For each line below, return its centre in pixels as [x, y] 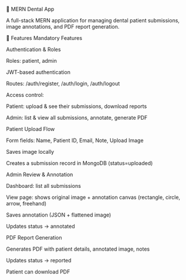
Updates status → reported [39, 260]
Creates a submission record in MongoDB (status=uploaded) [80, 163]
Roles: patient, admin [31, 61]
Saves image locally [30, 152]
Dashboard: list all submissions [43, 186]
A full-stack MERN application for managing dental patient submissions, [93, 20]
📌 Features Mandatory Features [44, 38]
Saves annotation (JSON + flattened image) [59, 215]
